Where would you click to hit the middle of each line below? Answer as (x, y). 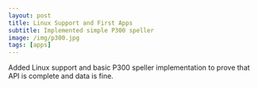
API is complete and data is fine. (61, 76)
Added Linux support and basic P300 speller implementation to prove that (129, 67)
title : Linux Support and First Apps (71, 23)
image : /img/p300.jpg (44, 38)
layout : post (30, 15)
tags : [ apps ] (30, 45)
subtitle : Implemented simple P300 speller (81, 30)
